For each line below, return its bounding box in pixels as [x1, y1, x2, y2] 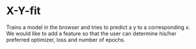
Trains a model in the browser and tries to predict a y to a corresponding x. [6, 24, 191, 31]
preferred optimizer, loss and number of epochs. [6, 36, 125, 43]
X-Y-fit [6, 4, 41, 18]
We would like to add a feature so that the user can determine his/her [6, 30, 177, 37]
